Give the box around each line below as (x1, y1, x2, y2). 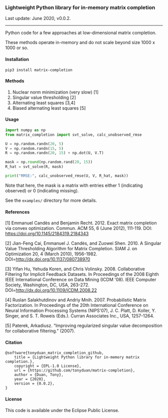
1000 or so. (5, 45, 28, 51)
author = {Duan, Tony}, (14, 372, 64, 377)
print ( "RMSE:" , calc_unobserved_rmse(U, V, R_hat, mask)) (5, 173, 128, 179)
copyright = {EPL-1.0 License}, (14, 363, 81, 369)
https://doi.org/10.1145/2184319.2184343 (5, 231, 89, 237)
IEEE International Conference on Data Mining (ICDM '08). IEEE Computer (5, 277, 156, 283)
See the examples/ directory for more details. (5, 197, 97, 203)
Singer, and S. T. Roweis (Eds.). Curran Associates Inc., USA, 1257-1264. (5, 313, 154, 319)
